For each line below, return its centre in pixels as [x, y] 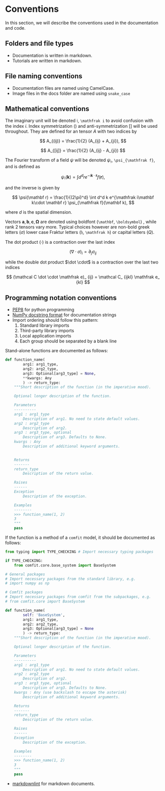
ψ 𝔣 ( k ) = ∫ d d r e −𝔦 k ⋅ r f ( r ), [83, 177]
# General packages [25, 574]
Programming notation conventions [61, 298]
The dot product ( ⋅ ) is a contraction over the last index [60, 242]
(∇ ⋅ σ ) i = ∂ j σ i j [83, 252]
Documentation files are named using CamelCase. [63, 88]
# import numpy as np [27, 583]
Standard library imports [44, 325]
